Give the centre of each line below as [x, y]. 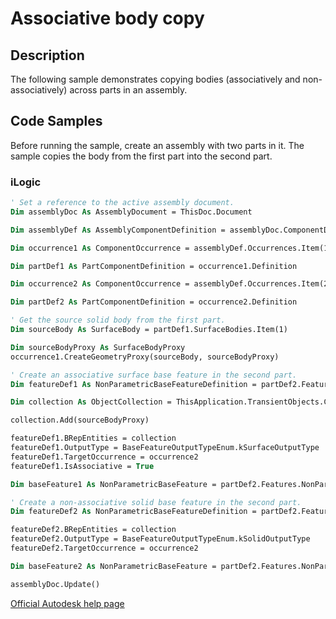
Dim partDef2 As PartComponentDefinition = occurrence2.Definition [154, 302]
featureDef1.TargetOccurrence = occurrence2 [104, 457]
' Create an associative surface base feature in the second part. [154, 375]
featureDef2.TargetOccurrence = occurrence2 [104, 548]
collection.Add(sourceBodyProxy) [80, 420]
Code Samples [56, 121]
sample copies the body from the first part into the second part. [141, 156]
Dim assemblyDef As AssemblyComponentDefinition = [118, 230]
